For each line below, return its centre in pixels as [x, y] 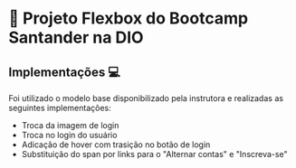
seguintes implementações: [60, 108]
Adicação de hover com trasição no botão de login [116, 145]
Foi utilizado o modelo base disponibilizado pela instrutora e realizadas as [146, 98]
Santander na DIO [76, 37]
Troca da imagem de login [70, 125]
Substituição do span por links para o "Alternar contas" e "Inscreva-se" [154, 154]
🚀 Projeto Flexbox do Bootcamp [129, 19]
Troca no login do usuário [69, 135]
